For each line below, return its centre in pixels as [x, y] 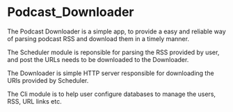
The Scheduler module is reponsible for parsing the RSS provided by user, [113, 52]
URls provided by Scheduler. [48, 80]
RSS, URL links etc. [34, 101]
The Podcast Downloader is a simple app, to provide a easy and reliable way [116, 31]
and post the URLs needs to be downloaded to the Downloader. [98, 59]
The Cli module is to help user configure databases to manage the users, [112, 94]
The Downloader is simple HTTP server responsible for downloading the [111, 73]
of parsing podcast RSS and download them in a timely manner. [98, 38]
